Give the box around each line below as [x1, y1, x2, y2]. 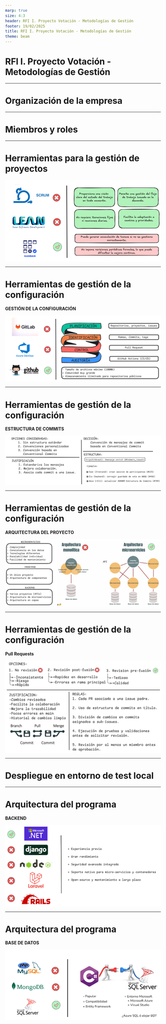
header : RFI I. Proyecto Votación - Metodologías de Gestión [5, 18, 134, 23]
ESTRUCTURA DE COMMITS [5, 426, 64, 432]
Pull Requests [5, 651, 34, 657]
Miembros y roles [5, 124, 78, 135]
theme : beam [5, 34, 30, 39]
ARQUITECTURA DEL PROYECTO [5, 530, 74, 535]
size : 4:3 [5, 13, 26, 18]
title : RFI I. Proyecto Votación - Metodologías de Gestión [5, 29, 132, 34]
